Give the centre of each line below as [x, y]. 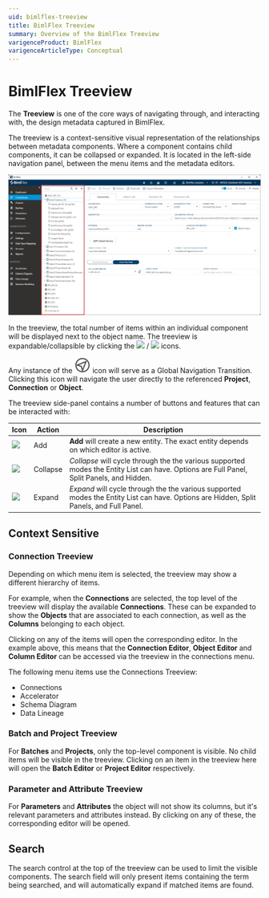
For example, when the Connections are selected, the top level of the [123, 598]
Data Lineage [42, 713]
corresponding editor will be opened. [69, 823]
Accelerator [39, 696]
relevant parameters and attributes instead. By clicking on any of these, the [132, 815]
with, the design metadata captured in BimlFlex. [87, 122]
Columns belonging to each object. [67, 624]
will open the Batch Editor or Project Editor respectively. [102, 768]
